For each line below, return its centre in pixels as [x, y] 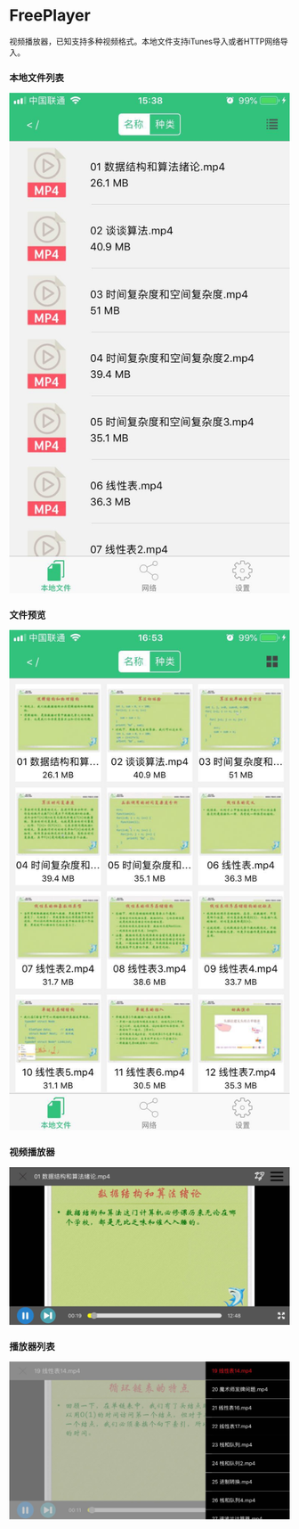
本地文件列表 [37, 78]
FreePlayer [50, 16]
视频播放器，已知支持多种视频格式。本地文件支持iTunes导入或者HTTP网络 [145, 41]
